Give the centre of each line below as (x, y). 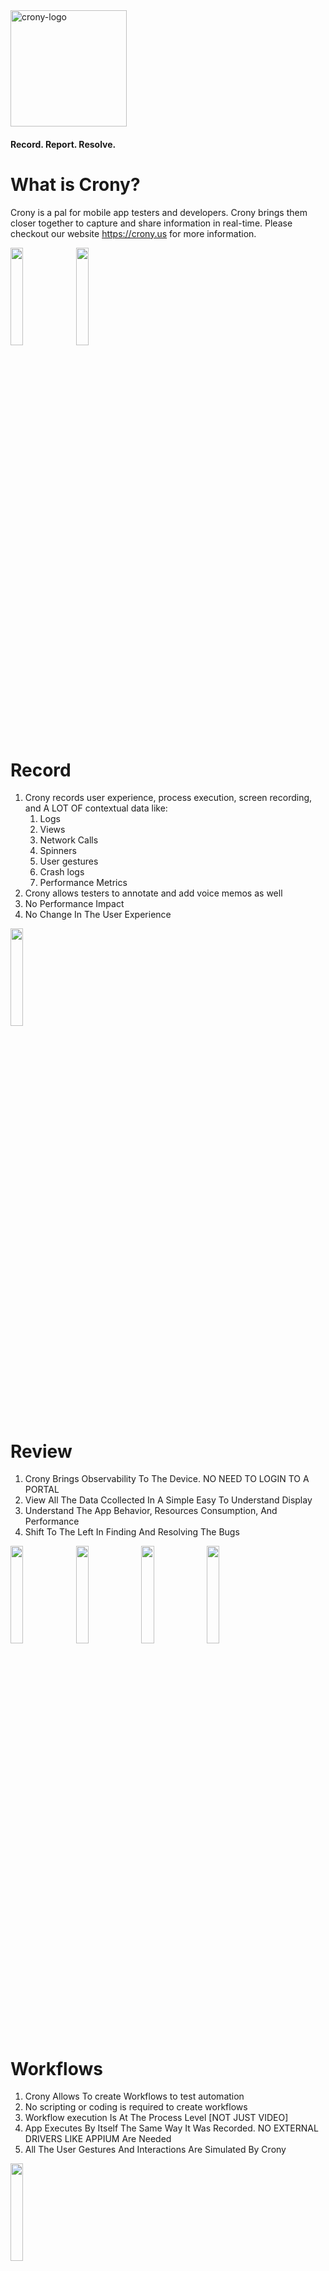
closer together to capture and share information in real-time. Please (151, 223)
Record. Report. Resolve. (63, 144)
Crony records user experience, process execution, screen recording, (168, 798)
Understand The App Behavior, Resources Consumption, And (151, 1511)
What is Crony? (75, 184)
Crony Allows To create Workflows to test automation (134, 2096)
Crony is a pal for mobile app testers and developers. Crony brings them (159, 212)
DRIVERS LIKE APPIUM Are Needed (98, 2139)
